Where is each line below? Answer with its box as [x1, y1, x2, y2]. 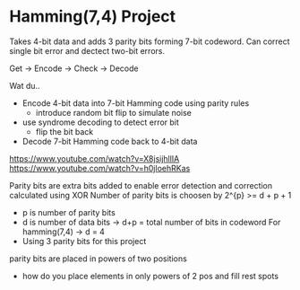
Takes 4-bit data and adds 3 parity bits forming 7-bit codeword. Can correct [9, 36, 290, 47]
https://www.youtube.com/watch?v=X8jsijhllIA [9, 153, 180, 163]
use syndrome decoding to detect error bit [21, 117, 179, 127]
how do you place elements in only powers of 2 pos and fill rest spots [21, 270, 279, 281]
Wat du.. [9, 80, 40, 91]
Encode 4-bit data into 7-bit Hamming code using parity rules [21, 97, 250, 109]
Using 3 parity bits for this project [21, 235, 147, 246]
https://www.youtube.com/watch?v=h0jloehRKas [9, 163, 191, 173]
